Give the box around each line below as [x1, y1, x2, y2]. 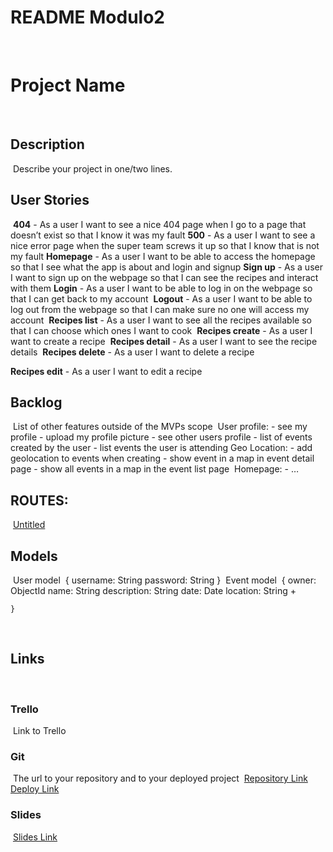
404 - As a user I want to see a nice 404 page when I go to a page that [12, 218, 307, 230]
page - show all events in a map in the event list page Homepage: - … [10, 463, 300, 475]
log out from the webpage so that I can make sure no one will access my [10, 303, 310, 315]
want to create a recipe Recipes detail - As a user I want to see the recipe [10, 335, 318, 347]
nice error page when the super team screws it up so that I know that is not [10, 239, 320, 251]
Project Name [10, 74, 126, 97]
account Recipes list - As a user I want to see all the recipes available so [10, 314, 312, 326]
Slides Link [12, 831, 58, 843]
